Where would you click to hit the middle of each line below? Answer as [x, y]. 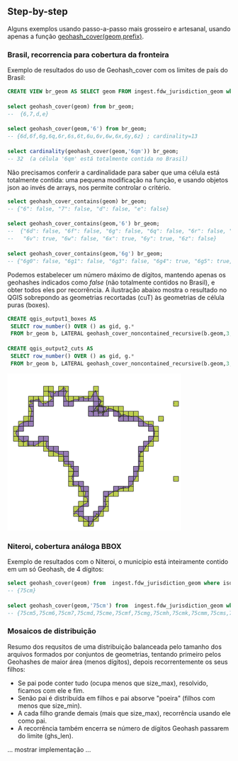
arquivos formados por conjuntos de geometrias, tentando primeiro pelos [114, 654]
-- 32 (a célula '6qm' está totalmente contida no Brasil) [98, 159]
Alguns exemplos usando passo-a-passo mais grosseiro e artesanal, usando [119, 28]
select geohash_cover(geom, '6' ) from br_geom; [77, 129]
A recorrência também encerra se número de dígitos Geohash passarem [123, 728]
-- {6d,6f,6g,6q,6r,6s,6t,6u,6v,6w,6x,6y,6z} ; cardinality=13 [103, 137]
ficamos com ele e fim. [51, 690]
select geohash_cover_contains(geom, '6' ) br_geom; [84, 224]
